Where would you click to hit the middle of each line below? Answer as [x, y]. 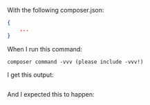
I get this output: [30, 74]
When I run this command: [45, 49]
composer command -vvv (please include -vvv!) [75, 62]
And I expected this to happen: [51, 94]
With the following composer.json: [56, 10]
